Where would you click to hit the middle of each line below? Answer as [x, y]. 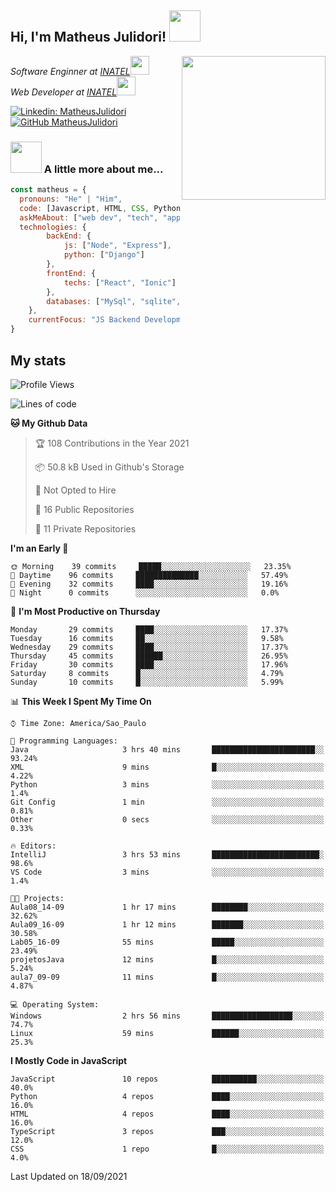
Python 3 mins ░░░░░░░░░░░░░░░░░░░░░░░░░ [167, 784]
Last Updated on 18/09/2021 [69, 1176]
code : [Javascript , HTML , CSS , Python [100, 208]
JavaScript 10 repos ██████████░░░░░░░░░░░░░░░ [167, 1079]
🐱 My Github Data [49, 423]
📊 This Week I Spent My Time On [81, 701]
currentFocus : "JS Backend [84, 320]
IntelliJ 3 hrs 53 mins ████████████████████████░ [167, 854]
